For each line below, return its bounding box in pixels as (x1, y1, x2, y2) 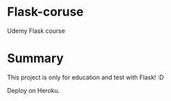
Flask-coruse (7, 4, 84, 20)
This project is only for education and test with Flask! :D (7, 73, 164, 81)
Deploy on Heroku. (7, 86, 60, 94)
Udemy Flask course (7, 27, 66, 35)
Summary (7, 50, 64, 66)
